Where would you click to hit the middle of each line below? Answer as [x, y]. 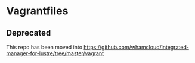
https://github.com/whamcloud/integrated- [136, 47]
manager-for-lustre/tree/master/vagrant [55, 53]
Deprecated [29, 33]
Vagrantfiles [37, 11]
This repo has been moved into [44, 47]
